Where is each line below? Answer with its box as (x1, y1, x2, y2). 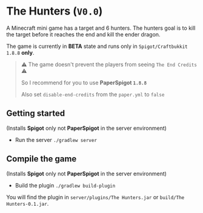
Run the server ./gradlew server (15, 136, 97, 143)
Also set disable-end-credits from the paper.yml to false (21, 90, 165, 98)
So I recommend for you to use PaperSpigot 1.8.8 (21, 79, 147, 86)
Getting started (6, 108, 65, 119)
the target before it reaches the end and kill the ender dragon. (6, 30, 161, 38)
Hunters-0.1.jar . (6, 200, 49, 207)
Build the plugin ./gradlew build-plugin (15, 181, 116, 189)
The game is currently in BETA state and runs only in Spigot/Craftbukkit (6, 42, 188, 50)
